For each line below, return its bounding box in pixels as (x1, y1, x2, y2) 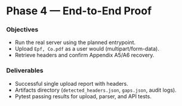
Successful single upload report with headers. (14, 80, 128, 87)
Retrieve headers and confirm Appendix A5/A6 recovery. (14, 52, 155, 59)
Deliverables (6, 67, 44, 75)
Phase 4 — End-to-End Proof (6, 4, 152, 18)
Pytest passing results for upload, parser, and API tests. (14, 92, 152, 99)
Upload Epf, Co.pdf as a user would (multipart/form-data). (14, 45, 159, 52)
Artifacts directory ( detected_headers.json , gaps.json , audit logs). (14, 86, 177, 93)
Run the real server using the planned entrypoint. (14, 39, 136, 46)
